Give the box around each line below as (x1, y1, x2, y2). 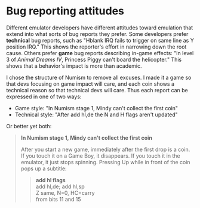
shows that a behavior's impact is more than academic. (6, 62, 142, 70)
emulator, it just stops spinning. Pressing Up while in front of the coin (20, 158, 190, 165)
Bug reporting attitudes (6, 4, 124, 18)
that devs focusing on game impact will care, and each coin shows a (6, 80, 175, 88)
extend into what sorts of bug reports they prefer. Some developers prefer (6, 30, 189, 37)
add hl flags (35, 176, 66, 183)
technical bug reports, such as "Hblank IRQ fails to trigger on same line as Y (6, 37, 194, 44)
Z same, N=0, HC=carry (35, 189, 95, 196)
